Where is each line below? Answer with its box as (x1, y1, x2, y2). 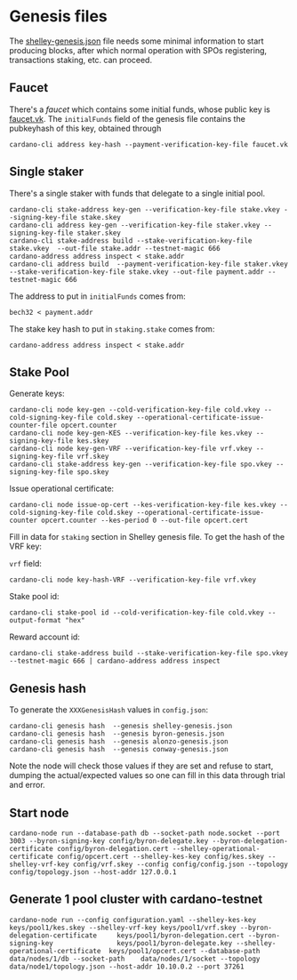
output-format (9, 616, 62, 625)
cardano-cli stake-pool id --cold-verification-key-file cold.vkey (9, 608, 265, 617)
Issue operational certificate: (9, 483, 114, 494)
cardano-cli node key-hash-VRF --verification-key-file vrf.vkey (9, 575, 256, 584)
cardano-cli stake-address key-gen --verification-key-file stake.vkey (9, 205, 280, 214)
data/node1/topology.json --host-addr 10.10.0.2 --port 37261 (9, 962, 245, 971)
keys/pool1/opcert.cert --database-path (108, 946, 261, 955)
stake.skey (80, 213, 122, 221)
